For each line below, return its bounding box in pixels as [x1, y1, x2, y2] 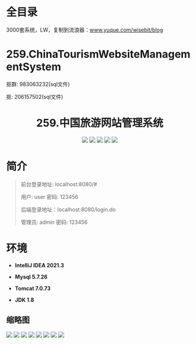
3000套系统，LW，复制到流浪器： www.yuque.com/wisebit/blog [6, 26, 163, 33]
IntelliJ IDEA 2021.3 [14, 261, 64, 268]
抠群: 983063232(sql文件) [6, 80, 70, 87]
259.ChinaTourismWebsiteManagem [6, 48, 191, 61]
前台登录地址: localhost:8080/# [20, 180, 97, 187]
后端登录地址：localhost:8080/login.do [20, 206, 116, 213]
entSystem [6, 60, 61, 74]
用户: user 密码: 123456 [20, 193, 78, 200]
